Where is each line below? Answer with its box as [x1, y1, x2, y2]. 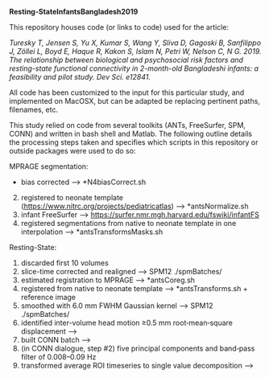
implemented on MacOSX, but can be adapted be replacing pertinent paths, [9, 97, 261, 105]
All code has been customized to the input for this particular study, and [9, 88, 245, 97]
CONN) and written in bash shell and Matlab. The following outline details [9, 129, 253, 138]
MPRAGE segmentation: [9, 162, 89, 171]
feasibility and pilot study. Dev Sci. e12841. [9, 72, 151, 81]
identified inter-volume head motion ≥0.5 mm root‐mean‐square [20, 318, 233, 327]
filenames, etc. [9, 105, 59, 114]
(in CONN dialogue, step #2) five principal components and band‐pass [20, 343, 255, 353]
